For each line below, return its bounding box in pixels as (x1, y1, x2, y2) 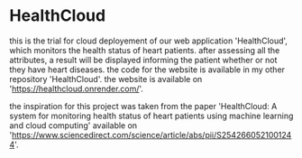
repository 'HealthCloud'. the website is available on (9, 73, 203, 84)
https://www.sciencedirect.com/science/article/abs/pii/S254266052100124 (12, 129, 292, 140)
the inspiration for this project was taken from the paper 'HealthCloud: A (9, 100, 278, 111)
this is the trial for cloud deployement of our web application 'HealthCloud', (9, 35, 288, 46)
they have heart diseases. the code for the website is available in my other (9, 64, 286, 75)
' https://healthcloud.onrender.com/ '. (9, 83, 144, 94)
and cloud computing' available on (9, 119, 138, 131)
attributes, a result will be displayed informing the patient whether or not (9, 54, 278, 65)
